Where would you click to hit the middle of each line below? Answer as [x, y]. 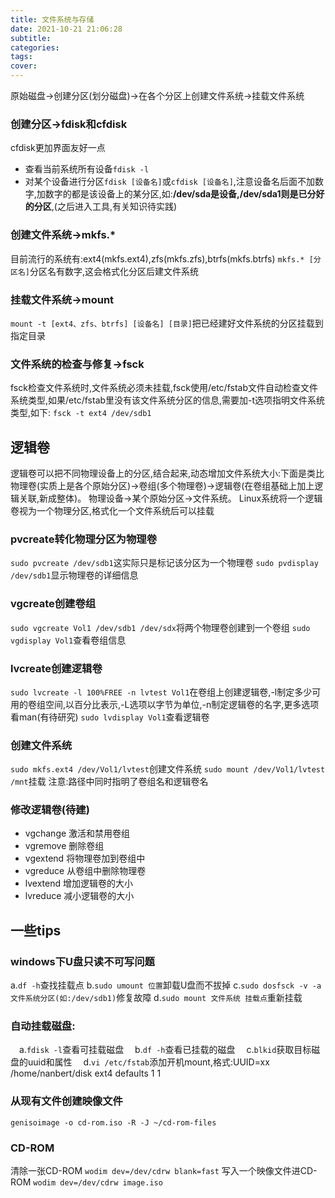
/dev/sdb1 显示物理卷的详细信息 [74, 575]
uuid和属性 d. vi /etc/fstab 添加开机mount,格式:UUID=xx [148, 1062]
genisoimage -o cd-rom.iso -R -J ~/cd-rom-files [113, 1122]
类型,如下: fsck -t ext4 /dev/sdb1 [81, 413]
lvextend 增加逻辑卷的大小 [79, 883]
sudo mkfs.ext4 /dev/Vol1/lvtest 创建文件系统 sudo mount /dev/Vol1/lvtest [168, 769]
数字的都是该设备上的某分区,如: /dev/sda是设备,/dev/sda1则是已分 [180, 194]
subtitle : [31, 38]
